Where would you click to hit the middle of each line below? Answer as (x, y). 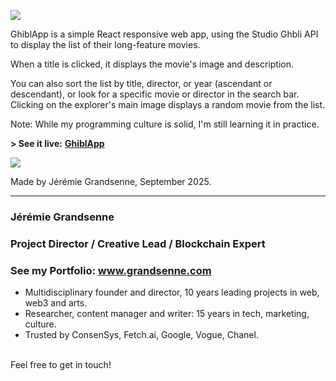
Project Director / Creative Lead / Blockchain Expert (138, 243)
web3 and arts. (56, 303)
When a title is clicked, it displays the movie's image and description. (152, 64)
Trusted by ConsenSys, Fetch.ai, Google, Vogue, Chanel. (141, 335)
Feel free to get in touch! (61, 365)
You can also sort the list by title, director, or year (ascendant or (141, 83)
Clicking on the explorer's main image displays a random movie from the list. (168, 104)
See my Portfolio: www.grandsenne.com (111, 270)
